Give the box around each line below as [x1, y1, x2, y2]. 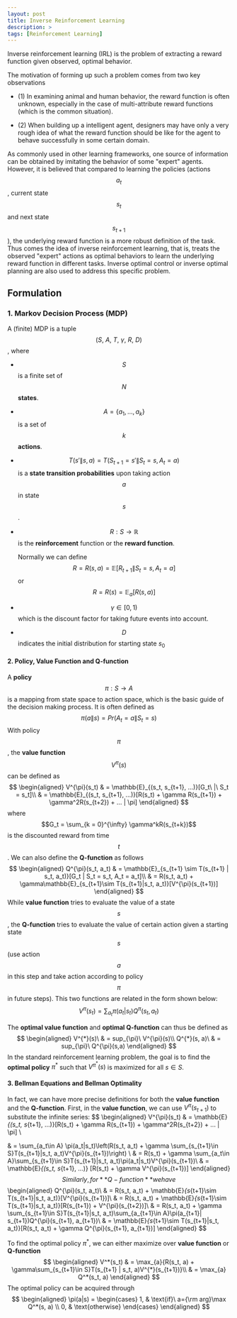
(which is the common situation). [17, 107, 113, 116]
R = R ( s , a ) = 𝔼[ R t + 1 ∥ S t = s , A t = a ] [72, 563, 176, 574]
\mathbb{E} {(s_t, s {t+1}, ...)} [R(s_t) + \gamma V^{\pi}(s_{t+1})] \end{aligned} [7, 1164, 231, 1173]
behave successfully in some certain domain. [17, 136, 150, 145]
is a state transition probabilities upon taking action [17, 469, 171, 477]
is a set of [17, 420, 47, 429]
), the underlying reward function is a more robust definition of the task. [7, 236, 216, 245]
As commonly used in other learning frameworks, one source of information [7, 150, 229, 158]
